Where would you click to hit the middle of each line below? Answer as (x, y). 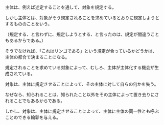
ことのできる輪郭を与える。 (33, 117)
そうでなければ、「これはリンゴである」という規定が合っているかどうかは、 (81, 51)
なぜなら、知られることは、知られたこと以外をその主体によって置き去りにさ (82, 94)
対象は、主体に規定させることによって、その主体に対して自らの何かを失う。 (82, 84)
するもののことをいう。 (29, 24)
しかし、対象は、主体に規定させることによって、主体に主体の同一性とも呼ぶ (82, 111)
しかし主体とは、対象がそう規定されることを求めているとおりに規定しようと (82, 18)
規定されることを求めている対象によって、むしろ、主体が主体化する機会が (80, 67)
